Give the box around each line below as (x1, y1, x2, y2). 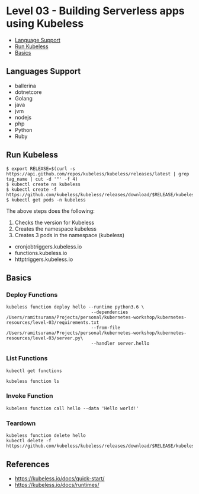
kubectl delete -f (6, 438, 52, 444)
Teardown (6, 419, 36, 427)
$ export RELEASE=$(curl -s (6, 165, 76, 172)
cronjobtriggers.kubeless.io (14, 243, 82, 250)
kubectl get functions (6, 367, 62, 374)
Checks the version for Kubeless (14, 219, 95, 226)
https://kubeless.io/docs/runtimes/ (14, 481, 99, 488)
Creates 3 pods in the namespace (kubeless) (14, 231, 125, 238)
